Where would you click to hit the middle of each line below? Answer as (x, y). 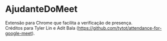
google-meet (19, 33)
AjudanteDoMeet (41, 9)
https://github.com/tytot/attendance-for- (120, 28)
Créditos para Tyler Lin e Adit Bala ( (42, 28)
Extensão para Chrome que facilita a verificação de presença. (69, 23)
